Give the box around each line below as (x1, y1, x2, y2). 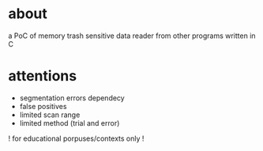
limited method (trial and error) (19, 118, 120, 127)
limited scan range (19, 110, 81, 119)
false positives (19, 101, 67, 111)
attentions (8, 67, 77, 85)
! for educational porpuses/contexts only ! (8, 134, 145, 143)
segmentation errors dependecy (19, 92, 125, 103)
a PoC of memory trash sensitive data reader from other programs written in (8, 31, 256, 40)
